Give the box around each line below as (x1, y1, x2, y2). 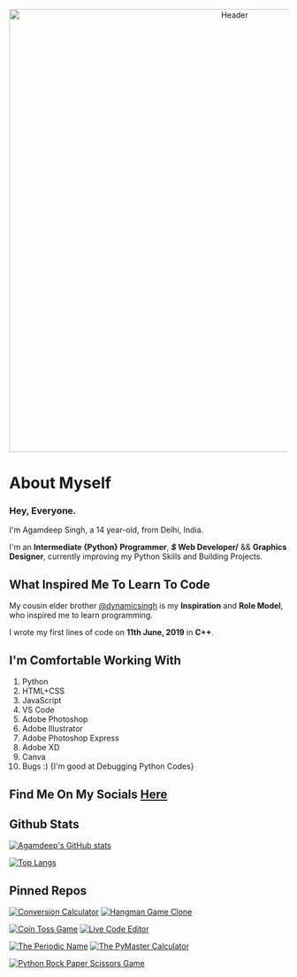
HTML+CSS (21, 686, 65, 696)
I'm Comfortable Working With (9, 653, 181, 668)
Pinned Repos (9, 883, 88, 898)
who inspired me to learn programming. (9, 610, 153, 621)
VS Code (21, 704, 55, 716)
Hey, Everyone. (9, 505, 77, 517)
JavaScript (21, 695, 62, 706)
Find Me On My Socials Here (9, 787, 168, 802)
